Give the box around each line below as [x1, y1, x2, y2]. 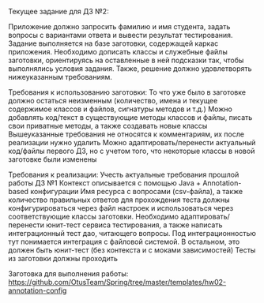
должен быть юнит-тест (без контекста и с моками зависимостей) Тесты [8, 245, 256, 255]
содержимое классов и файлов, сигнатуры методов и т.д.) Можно [8, 104, 233, 114]
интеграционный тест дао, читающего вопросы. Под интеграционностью [8, 229, 257, 238]
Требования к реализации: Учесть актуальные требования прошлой [8, 170, 239, 179]
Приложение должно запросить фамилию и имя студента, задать [8, 22, 231, 31]
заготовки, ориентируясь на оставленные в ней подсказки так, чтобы [8, 55, 244, 65]
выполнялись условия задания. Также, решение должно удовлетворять [8, 64, 252, 73]
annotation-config [8, 286, 67, 295]
